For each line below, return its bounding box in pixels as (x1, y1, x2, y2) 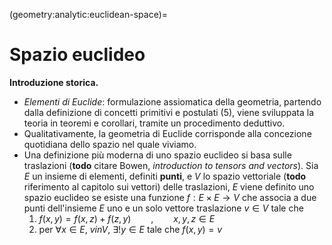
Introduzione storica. (9, 76, 99, 88)
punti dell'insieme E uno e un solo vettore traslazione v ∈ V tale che (23, 202, 304, 214)
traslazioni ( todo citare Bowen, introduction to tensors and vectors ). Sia (23, 159, 319, 171)
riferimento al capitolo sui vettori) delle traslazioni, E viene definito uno (23, 180, 315, 193)
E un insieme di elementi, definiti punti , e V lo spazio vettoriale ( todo (23, 170, 307, 182)
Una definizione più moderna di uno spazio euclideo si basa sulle (23, 149, 292, 161)
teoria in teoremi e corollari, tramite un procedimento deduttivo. (23, 117, 286, 129)
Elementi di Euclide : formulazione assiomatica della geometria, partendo (23, 95, 322, 108)
